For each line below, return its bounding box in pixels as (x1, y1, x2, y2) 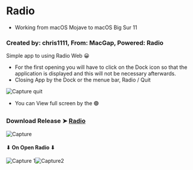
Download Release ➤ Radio (6, 117, 86, 125)
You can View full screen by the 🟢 (14, 100, 99, 107)
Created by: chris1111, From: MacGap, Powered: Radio (6, 39, 164, 47)
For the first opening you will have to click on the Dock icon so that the (14, 64, 188, 71)
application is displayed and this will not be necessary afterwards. (14, 70, 176, 77)
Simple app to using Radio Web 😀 (6, 52, 90, 59)
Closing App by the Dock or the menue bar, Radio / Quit (14, 76, 151, 84)
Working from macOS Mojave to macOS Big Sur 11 (14, 24, 138, 31)
